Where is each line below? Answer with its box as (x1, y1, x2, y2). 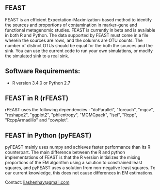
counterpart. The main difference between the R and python (5, 149, 125, 155)
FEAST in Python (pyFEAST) (5, 131, 92, 139)
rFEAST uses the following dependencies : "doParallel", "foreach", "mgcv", (5, 107, 154, 113)
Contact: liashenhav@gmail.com (5, 179, 70, 185)
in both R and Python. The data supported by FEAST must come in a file (5, 32, 149, 38)
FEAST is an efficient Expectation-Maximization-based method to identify (5, 17, 152, 22)
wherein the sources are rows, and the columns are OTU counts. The (5, 37, 143, 43)
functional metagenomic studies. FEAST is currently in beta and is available (5, 27, 156, 33)
